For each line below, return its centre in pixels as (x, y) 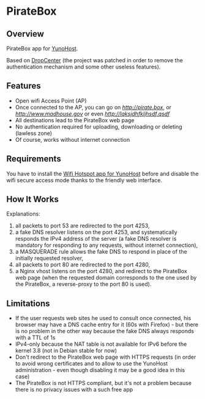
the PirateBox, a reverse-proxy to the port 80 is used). (83, 284)
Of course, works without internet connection (73, 139)
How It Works (33, 200)
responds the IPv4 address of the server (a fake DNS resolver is (96, 239)
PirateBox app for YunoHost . (42, 48)
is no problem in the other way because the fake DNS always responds (105, 331)
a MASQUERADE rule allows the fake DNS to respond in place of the (101, 252)
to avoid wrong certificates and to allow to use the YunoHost (91, 364)
